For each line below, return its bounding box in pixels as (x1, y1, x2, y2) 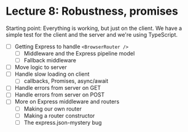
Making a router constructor (23, 112, 95, 119)
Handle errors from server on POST (14, 91, 105, 98)
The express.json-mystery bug (23, 119, 102, 126)
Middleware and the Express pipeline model (23, 50, 135, 57)
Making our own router (23, 105, 82, 112)
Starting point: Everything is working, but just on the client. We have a (6, 24, 182, 32)
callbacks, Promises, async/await (23, 78, 109, 85)
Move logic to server (14, 64, 67, 71)
